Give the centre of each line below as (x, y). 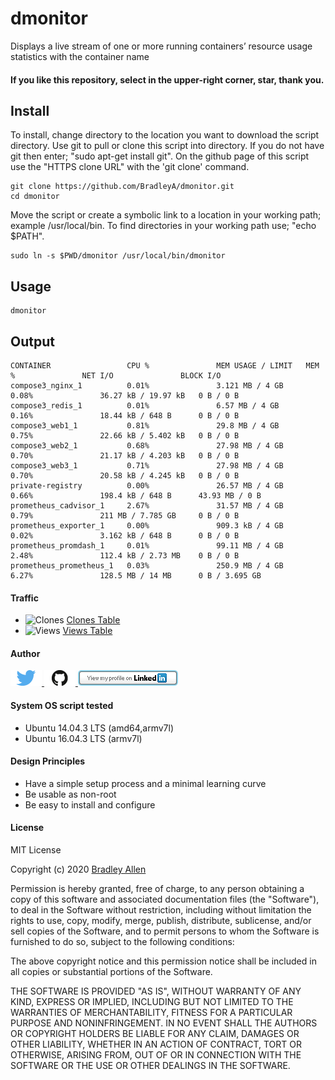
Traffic (24, 598)
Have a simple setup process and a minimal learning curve (145, 783)
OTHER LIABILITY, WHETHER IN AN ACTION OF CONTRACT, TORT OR (156, 1044)
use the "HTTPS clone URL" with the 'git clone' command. (130, 167)
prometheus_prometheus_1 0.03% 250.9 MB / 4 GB (147, 565)
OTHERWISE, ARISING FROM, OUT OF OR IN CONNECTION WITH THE (156, 1054)
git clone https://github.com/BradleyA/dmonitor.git (122, 187)
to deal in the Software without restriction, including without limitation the (161, 909)
